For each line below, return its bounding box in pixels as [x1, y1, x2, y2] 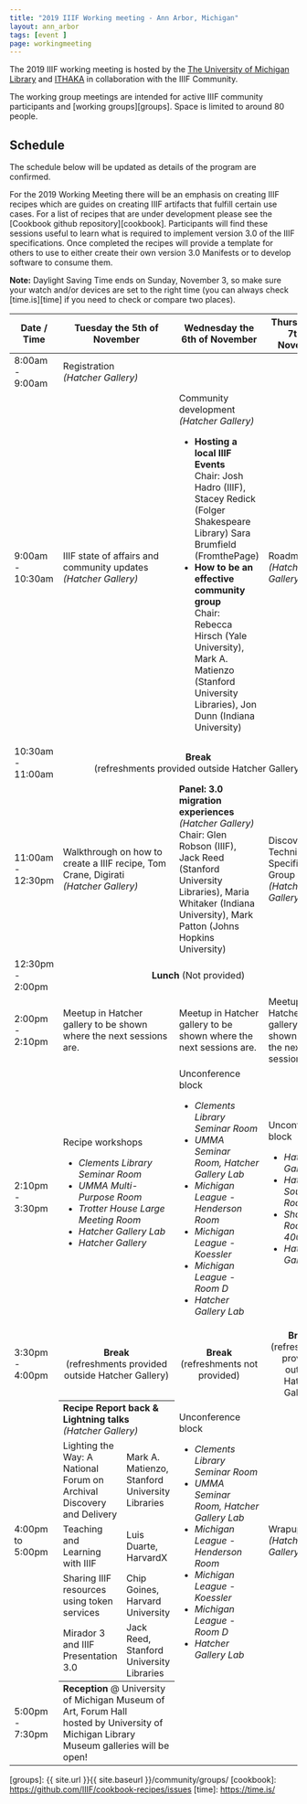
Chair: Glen [178, 828, 227, 841]
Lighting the [62, 1439, 114, 1452]
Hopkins [178, 932, 215, 945]
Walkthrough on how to [62, 846, 163, 859]
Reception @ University [62, 1682, 166, 1695]
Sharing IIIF [62, 1572, 112, 1585]
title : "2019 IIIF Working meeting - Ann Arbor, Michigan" [9, 13, 239, 23]
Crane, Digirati [62, 869, 125, 881]
